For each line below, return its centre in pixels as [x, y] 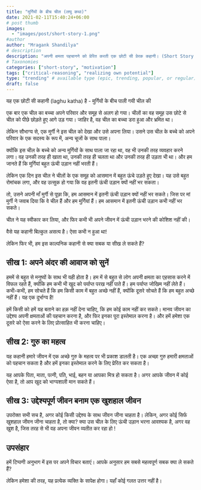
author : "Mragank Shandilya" [42, 45]
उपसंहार [18, 448]
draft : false [22, 84]
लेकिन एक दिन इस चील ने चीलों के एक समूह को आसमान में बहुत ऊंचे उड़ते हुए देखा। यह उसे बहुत [98, 176]
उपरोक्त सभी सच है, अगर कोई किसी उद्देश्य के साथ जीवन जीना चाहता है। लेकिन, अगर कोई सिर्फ [97, 415]
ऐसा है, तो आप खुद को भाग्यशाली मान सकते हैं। [51, 382]
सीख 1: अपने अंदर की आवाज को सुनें [57, 263]
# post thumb [22, 23]
